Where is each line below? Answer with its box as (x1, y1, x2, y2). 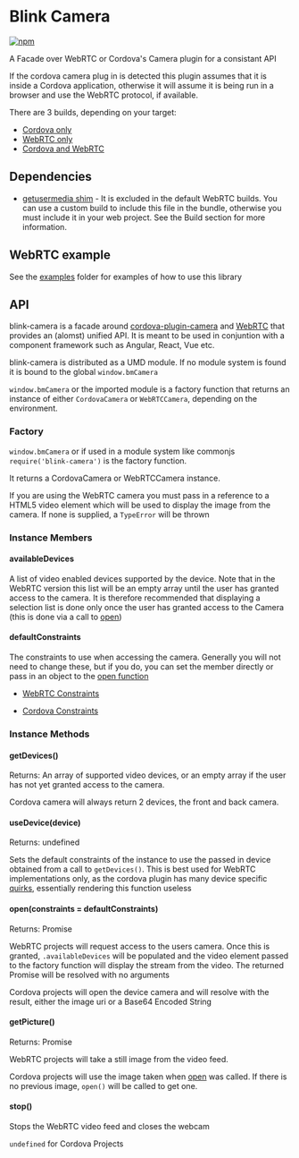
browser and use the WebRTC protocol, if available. (9, 89, 199, 100)
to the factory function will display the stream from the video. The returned (9, 959, 284, 970)
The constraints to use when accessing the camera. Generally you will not (9, 651, 281, 662)
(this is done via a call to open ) (9, 611, 122, 622)
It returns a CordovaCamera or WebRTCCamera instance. (9, 473, 220, 483)
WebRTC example (9, 248, 112, 263)
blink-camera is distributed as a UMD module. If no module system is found (9, 357, 287, 368)
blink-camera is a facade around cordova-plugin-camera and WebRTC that (9, 320, 286, 332)
